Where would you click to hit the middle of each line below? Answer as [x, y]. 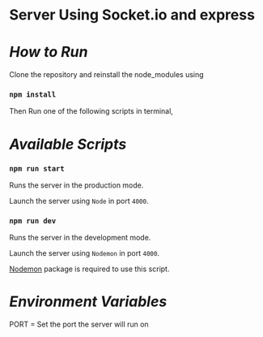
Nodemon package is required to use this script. [89, 269]
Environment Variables [88, 302]
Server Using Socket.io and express [132, 15]
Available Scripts [68, 144]
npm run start [37, 168]
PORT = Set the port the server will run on [79, 324]
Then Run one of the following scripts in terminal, [91, 111]
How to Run [49, 52]
